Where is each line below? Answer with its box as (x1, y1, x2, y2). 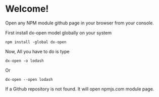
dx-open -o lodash (5, 58, 44, 63)
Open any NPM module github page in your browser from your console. (5, 20, 154, 26)
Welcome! (5, 3, 49, 15)
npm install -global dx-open (5, 39, 67, 45)
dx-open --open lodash (5, 77, 53, 82)
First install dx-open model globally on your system (5, 29, 112, 36)
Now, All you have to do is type (5, 48, 70, 54)
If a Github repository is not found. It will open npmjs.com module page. (5, 86, 154, 92)
